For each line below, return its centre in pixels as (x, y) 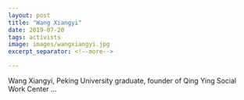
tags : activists (34, 37)
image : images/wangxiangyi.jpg (59, 45)
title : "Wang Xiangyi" (45, 23)
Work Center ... (32, 89)
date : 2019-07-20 (36, 30)
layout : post (29, 15)
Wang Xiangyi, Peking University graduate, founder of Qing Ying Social (122, 80)
